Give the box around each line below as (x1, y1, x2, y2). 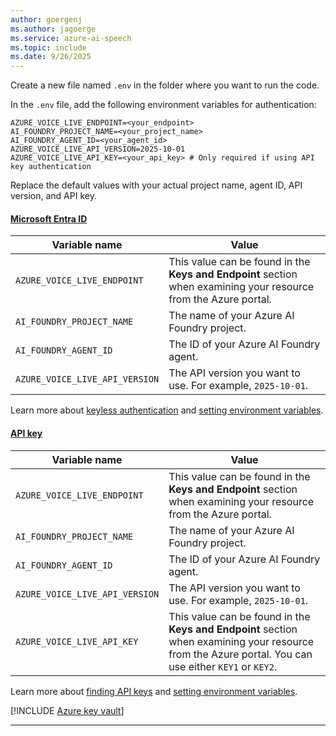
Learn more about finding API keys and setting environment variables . (10, 685, 298, 697)
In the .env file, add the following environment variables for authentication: (10, 99, 317, 111)
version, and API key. (10, 190, 97, 202)
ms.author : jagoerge (10, 24, 97, 34)
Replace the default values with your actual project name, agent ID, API (10, 179, 303, 191)
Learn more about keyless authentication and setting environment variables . (10, 404, 324, 416)
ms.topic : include (10, 42, 87, 53)
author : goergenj (10, 14, 83, 25)
